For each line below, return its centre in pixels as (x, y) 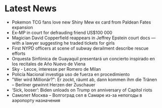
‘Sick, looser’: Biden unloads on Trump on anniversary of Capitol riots (82, 90)
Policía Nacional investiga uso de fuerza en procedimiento (71, 74)
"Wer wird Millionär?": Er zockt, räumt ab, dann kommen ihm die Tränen (84, 80)
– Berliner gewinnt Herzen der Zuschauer (53, 84)
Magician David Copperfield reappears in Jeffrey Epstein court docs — (84, 38)
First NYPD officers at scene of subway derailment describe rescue (80, 48)
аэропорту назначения (36, 100)
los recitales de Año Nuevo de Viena (49, 64)
